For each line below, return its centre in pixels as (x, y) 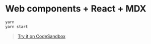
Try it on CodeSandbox (42, 36)
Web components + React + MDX (76, 9)
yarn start (17, 26)
